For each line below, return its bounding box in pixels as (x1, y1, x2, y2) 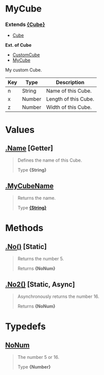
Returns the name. (17, 195, 56, 201)
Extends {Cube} (5, 21, 45, 28)
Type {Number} (17, 364, 51, 370)
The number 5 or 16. (17, 354, 59, 360)
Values (5, 124, 35, 135)
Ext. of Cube (5, 42, 32, 48)
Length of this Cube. (46, 96, 94, 103)
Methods (5, 222, 44, 234)
